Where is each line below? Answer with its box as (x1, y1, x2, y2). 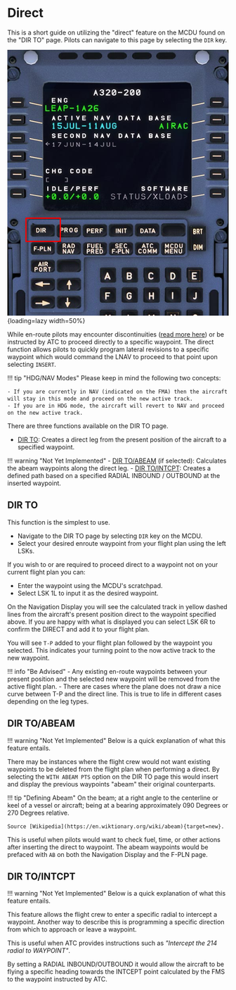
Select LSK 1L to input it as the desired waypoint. (17, 589, 159, 597)
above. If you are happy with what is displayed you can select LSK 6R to (7, 618, 216, 626)
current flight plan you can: (7, 568, 86, 576)
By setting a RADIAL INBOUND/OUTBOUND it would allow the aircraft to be (7, 960, 225, 969)
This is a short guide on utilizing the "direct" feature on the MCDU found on (7, 28, 225, 37)
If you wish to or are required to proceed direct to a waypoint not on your (7, 560, 218, 568)
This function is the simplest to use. (7, 518, 110, 526)
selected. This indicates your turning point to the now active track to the (7, 646, 216, 654)
